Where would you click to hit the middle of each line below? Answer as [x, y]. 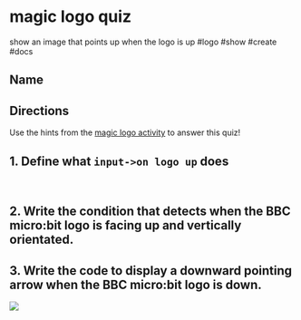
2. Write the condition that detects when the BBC [150, 212]
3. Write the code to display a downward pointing [151, 271]
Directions [39, 111]
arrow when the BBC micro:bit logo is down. [136, 284]
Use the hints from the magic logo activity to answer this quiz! [125, 132]
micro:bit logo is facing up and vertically [126, 225]
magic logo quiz [71, 17]
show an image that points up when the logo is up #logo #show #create [143, 42]
